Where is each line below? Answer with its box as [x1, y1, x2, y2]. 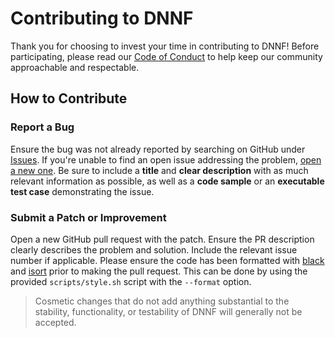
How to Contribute [10, 90, 128, 107]
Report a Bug [10, 120, 75, 134]
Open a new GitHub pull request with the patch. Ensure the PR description [10, 233, 315, 245]
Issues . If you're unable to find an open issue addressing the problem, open [10, 153, 322, 166]
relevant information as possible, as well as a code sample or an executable [10, 175, 325, 187]
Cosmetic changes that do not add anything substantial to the [34, 295, 290, 307]
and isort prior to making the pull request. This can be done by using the [10, 265, 308, 277]
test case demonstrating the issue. [10, 185, 155, 197]
